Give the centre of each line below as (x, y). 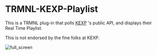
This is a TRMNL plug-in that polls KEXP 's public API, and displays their (78, 23)
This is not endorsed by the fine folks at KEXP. (52, 38)
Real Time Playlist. (24, 28)
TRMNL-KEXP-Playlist (52, 9)
